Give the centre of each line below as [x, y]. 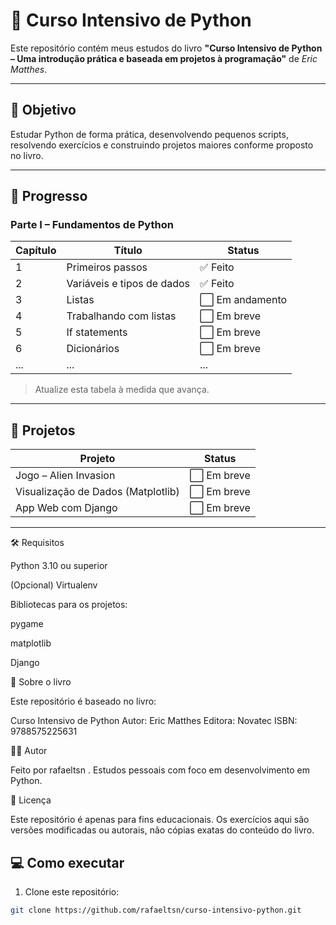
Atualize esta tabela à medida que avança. [122, 390]
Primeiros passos [107, 267]
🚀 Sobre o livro [41, 682]
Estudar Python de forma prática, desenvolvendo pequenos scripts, [149, 134]
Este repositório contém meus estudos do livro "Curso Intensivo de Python [166, 48]
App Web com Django [66, 508]
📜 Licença [31, 800]
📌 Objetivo [43, 110]
